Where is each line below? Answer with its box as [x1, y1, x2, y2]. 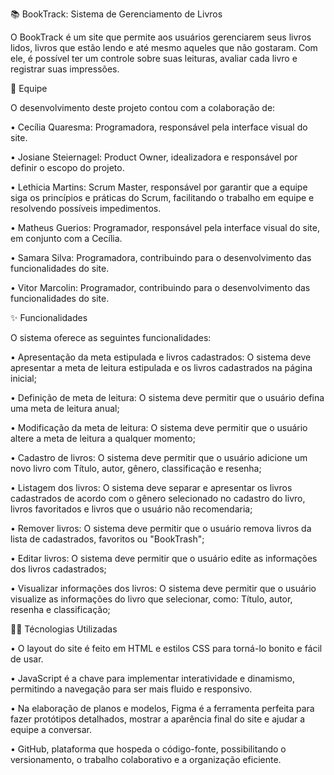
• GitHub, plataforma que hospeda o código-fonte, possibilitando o [10, 743, 287, 755]
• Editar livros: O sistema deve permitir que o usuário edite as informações [10, 553, 318, 564]
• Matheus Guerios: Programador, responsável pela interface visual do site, [10, 222, 320, 233]
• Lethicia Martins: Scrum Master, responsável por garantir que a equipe [10, 181, 308, 193]
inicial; [10, 373, 37, 384]
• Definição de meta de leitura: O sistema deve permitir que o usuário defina [10, 392, 325, 403]
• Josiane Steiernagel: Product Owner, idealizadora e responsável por [10, 151, 298, 163]
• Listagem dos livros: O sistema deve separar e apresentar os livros [10, 482, 293, 493]
